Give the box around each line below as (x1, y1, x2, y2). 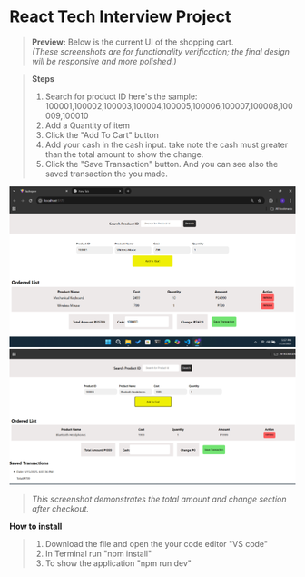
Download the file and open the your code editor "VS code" (44, 538, 269, 549)
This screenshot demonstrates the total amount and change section (31, 493, 288, 504)
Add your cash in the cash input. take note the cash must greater (44, 139, 289, 150)
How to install (9, 521, 63, 532)
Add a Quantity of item (44, 120, 130, 131)
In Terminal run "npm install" (44, 548, 152, 559)
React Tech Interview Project (9, 6, 231, 27)
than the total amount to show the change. (44, 148, 204, 160)
